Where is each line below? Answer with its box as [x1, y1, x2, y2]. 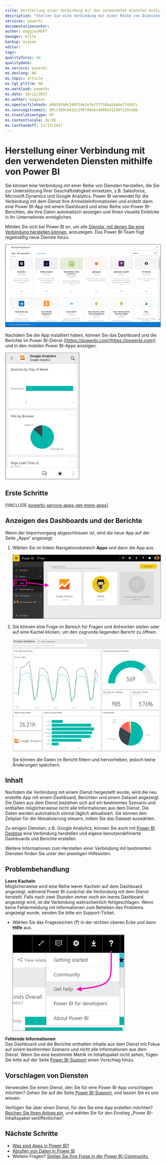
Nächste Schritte [5, 1129, 58, 1138]
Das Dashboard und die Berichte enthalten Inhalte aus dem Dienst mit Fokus [5, 1041, 161, 1047]
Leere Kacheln [5, 878, 36, 884]
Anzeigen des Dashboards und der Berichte [5, 517, 142, 525]
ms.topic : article [5, 76, 43, 81]
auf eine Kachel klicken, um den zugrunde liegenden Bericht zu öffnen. [12, 629, 157, 635]
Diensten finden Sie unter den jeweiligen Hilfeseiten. [5, 851, 112, 857]
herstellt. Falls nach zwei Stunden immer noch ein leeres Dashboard [5, 894, 144, 900]
